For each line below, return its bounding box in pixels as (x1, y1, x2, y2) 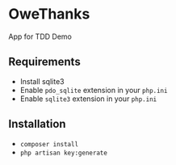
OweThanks (8, 5, 90, 23)
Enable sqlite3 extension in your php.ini (19, 94, 157, 104)
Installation (8, 117, 66, 131)
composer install (19, 140, 79, 148)
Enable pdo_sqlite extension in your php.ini (19, 85, 168, 95)
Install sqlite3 (19, 76, 65, 86)
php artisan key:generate (19, 149, 107, 157)
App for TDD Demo (8, 32, 73, 41)
